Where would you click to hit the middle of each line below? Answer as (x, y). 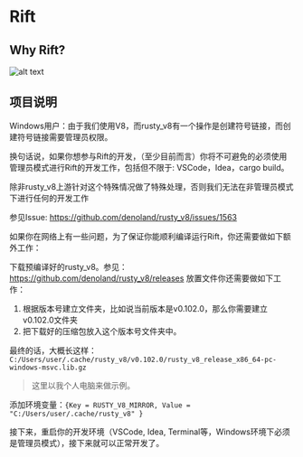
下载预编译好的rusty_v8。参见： (69, 266)
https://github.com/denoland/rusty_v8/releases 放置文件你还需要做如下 (142, 278)
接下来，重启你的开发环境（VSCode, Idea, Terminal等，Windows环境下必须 (150, 432)
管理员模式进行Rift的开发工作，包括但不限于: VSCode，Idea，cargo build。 (149, 167)
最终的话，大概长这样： (53, 350)
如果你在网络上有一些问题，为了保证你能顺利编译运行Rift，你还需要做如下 (146, 236)
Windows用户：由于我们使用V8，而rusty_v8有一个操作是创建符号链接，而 (146, 126)
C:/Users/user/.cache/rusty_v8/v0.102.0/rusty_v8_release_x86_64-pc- (143, 359)
